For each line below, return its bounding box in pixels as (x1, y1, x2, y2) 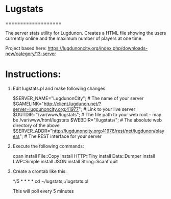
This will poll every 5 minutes (12, 188, 74, 194)
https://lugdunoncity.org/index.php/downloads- (47, 45, 148, 51)
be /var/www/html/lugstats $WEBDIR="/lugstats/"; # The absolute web (12, 117, 162, 123)
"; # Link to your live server (78, 106, 136, 112)
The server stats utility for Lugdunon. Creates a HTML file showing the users (5, 30, 166, 36)
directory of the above (12, 122, 60, 128)
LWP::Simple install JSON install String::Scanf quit (12, 158, 118, 164)
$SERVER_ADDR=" (12, 128, 53, 134)
